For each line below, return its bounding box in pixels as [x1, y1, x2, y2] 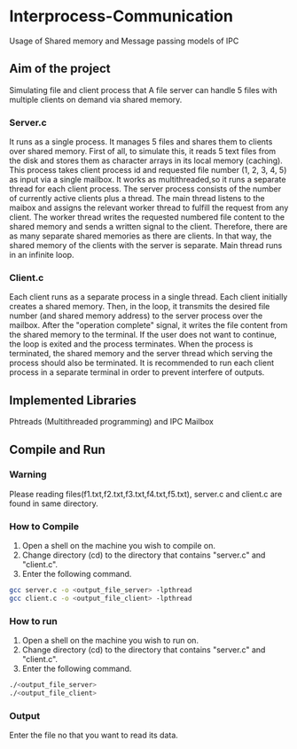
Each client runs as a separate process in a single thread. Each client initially [9, 292, 288, 302]
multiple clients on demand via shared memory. [9, 94, 183, 105]
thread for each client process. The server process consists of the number [9, 183, 282, 194]
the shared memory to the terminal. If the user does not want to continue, [9, 330, 277, 340]
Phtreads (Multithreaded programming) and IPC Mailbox [9, 417, 215, 427]
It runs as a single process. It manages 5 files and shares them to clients [9, 137, 273, 147]
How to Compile [9, 520, 80, 533]
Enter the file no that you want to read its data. [9, 729, 179, 741]
